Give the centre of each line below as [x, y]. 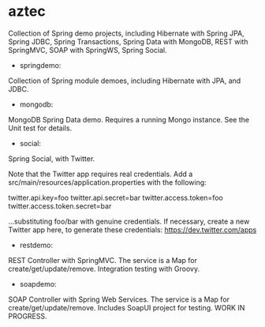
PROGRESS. [28, 316]
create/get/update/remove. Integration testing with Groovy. [104, 269]
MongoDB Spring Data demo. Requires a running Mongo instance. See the [129, 119]
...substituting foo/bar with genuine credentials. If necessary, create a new [129, 221]
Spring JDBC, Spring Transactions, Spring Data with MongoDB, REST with [128, 41]
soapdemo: [38, 284]
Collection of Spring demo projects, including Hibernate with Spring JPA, [126, 33]
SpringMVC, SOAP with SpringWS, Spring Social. [88, 50]
